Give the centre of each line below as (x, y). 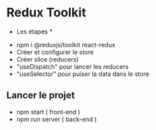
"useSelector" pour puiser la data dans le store (82, 74)
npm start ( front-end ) (48, 112)
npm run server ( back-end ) (56, 119)
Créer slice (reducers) (47, 59)
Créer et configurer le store (55, 52)
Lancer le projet (41, 95)
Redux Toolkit (46, 13)
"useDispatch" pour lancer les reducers (72, 66)
